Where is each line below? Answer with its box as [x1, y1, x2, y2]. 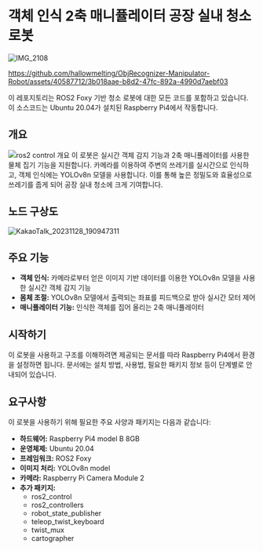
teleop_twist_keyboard [31, 517, 104, 526]
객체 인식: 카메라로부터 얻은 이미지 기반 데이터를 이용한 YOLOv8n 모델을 [19, 273, 241, 283]
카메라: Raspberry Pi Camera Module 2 [19, 473, 145, 483]
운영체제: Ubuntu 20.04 [19, 444, 94, 453]
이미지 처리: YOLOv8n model [19, 464, 111, 473]
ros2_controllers [31, 500, 84, 509]
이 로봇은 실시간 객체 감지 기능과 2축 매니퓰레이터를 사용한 [71, 150, 250, 159]
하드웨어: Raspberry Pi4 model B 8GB [19, 434, 140, 443]
